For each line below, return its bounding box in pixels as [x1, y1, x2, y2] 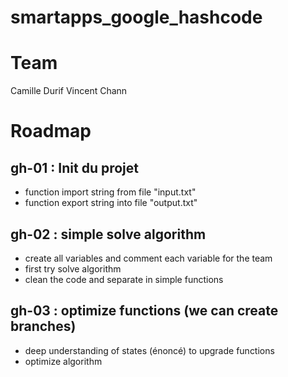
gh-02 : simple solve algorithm [10, 226, 207, 243]
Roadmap [10, 120, 92, 143]
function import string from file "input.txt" [24, 186, 197, 198]
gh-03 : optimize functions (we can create [10, 302, 279, 320]
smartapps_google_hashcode [10, 6, 263, 29]
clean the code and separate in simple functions [24, 273, 224, 285]
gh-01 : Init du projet [10, 159, 139, 176]
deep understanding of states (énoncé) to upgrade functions [24, 344, 275, 356]
